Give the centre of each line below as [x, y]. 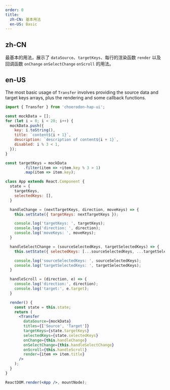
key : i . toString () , [35, 130]
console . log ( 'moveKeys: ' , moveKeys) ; [55, 233]
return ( [24, 312]
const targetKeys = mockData [36, 163]
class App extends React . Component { [45, 182]
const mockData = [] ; [28, 116]
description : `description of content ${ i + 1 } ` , [67, 140]
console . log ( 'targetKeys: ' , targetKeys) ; [60, 224]
